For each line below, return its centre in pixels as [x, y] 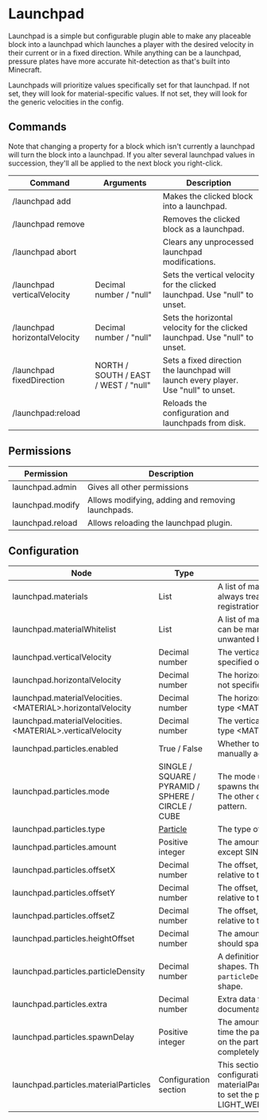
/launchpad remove [48, 224]
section [172, 1090]
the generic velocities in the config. [66, 102]
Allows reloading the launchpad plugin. [160, 523]
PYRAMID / [179, 787]
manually [234, 754]
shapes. [232, 966]
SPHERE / [176, 796]
